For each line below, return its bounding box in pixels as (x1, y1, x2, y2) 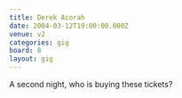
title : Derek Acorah (9, 12, 86, 22)
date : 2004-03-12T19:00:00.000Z (9, 21, 129, 30)
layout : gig (9, 54, 53, 63)
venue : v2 (9, 29, 46, 38)
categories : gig (9, 37, 69, 47)
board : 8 (9, 46, 42, 55)
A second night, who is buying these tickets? (9, 79, 173, 89)
